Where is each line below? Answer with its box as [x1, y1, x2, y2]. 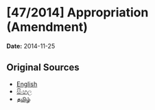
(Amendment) [6, 19, 88, 35]
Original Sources [6, 61, 80, 73]
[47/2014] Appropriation [6, 5, 149, 20]
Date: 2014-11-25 [6, 42, 56, 50]
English [16, 80, 38, 88]
